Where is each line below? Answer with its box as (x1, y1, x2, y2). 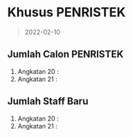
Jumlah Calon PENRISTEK (7, 48, 124, 60)
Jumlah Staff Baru (7, 95, 88, 107)
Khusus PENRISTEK (7, 4, 126, 21)
